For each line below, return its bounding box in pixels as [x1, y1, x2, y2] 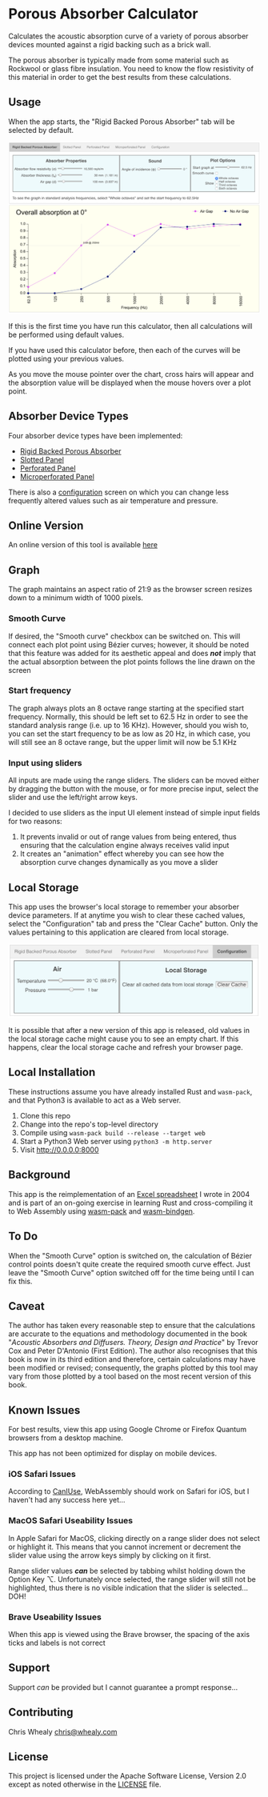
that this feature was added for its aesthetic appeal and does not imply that [8, 648, 256, 658]
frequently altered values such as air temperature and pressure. [8, 495, 218, 505]
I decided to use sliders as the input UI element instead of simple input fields [8, 808, 261, 818]
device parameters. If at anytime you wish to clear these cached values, [8, 910, 246, 920]
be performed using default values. [8, 330, 125, 339]
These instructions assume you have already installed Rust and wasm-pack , [8, 1087, 253, 1096]
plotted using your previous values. [8, 354, 125, 363]
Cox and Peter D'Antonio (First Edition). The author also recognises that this [8, 1346, 258, 1356]
